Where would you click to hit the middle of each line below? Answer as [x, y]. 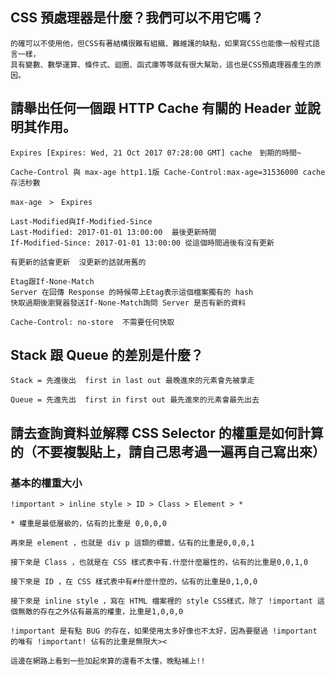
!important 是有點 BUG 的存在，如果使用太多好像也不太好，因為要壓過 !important [164, 631]
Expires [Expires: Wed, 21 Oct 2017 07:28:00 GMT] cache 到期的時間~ [156, 153]
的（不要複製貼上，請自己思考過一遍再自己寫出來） [168, 451]
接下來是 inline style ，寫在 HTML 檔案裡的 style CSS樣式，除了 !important [161, 601]
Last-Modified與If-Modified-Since [81, 221]
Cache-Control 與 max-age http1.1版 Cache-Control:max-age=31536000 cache [168, 172]
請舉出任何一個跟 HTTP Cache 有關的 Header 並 [159, 108]
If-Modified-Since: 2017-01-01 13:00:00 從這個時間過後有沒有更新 [142, 243]
